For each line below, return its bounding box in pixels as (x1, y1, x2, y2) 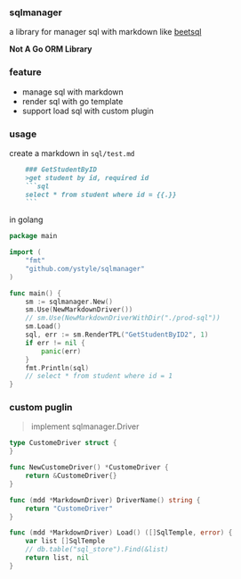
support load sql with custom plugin (21, 105, 154, 116)
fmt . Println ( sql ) (25, 363, 90, 372)
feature (9, 66, 42, 79)
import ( (9, 248, 42, 257)
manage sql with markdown (21, 87, 125, 97)
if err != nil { (25, 338, 86, 347)
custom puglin (9, 401, 73, 414)
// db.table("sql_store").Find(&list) (25, 545, 169, 554)
